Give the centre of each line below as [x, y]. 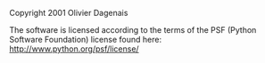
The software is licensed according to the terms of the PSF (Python [133, 30]
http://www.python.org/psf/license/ [75, 49]
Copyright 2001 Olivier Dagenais [69, 13]
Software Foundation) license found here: [86, 39]
